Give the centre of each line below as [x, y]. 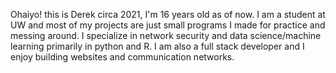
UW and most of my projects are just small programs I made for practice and [168, 25]
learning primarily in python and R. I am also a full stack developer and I [157, 46]
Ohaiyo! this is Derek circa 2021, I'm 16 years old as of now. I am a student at [168, 14]
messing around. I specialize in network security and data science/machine [166, 35]
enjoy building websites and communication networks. [122, 57]
